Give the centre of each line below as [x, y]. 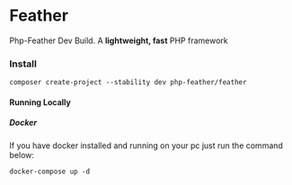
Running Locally [40, 102]
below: [22, 154]
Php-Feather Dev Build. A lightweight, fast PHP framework [119, 40]
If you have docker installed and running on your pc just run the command [146, 145]
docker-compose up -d [50, 172]
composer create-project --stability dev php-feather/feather [128, 83]
